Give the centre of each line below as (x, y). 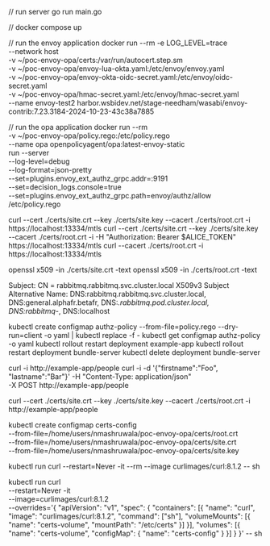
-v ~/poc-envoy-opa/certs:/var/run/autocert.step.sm (96, 60)
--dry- (228, 327)
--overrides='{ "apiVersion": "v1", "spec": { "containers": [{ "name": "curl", (132, 508)
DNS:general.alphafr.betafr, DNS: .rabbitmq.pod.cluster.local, (109, 302)
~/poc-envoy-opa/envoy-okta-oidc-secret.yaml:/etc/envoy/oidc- (125, 77)
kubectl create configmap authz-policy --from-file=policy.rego (112, 327)
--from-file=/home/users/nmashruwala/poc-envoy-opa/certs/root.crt (123, 433)
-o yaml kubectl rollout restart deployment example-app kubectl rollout (126, 344)
